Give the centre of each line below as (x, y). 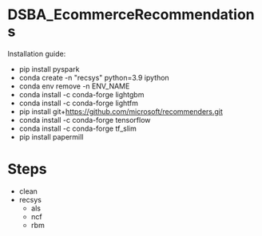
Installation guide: (37, 53)
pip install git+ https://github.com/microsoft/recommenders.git (121, 111)
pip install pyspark (49, 69)
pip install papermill (51, 136)
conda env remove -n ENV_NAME (74, 86)
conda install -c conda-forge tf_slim (77, 128)
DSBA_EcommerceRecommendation (131, 15)
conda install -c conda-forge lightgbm (81, 94)
